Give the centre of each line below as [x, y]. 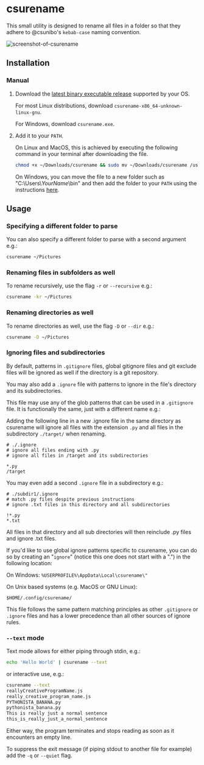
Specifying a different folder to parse [62, 226]
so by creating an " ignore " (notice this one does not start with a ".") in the [98, 557]
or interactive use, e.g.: [35, 674]
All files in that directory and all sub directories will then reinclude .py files [99, 532]
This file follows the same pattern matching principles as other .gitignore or [102, 609]
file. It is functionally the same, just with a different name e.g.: [83, 409]
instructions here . [37, 189]
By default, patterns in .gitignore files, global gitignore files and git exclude [101, 366]
